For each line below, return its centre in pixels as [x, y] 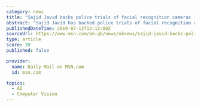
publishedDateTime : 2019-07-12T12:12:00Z [59, 28]
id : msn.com [27, 72]
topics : [16, 83]
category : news [25, 12]
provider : [19, 61]
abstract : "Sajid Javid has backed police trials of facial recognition [99, 23]
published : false [28, 51]
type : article [24, 39]
